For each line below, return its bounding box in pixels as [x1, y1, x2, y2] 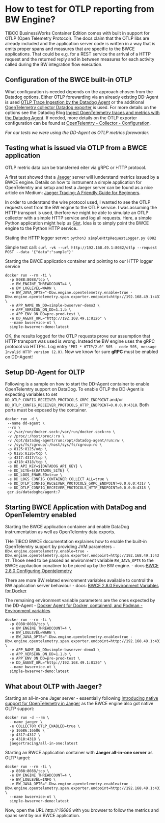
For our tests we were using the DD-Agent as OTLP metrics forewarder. [5, 129, 150, 136]
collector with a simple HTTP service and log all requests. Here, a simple [5, 215, 152, 220]
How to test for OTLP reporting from [5, 3, 155, 15]
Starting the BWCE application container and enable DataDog [5, 524, 129, 530]
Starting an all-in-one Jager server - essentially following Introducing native [5, 695, 159, 701]
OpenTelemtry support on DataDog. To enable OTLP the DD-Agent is [5, 386, 144, 392]
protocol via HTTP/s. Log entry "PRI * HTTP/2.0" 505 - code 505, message [5, 343, 157, 349]
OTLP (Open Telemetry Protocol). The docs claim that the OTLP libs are [5, 35, 150, 41]
